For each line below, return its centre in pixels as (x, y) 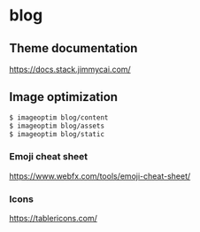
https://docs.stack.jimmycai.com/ (70, 69)
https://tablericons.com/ (53, 219)
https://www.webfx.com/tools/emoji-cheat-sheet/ (100, 176)
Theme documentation (73, 48)
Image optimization (63, 97)
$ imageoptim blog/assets (57, 126)
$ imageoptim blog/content (59, 117)
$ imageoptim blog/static (57, 134)
